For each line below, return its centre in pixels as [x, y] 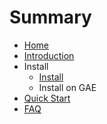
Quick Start [47, 98]
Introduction [49, 55]
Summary [50, 17]
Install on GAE [67, 87]
